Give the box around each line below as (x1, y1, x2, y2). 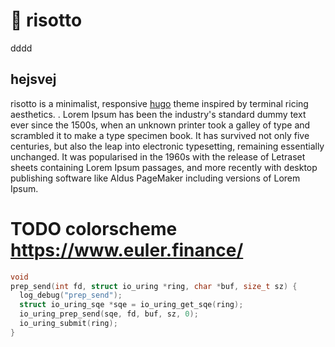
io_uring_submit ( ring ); (19, 319, 118, 329)
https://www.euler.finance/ (10, 239, 244, 261)
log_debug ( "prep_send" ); (19, 290, 123, 301)
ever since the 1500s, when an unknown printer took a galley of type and (10, 119, 311, 131)
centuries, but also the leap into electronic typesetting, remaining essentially (10, 140, 325, 152)
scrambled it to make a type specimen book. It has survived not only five (10, 129, 310, 141)
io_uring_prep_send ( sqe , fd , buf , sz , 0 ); (19, 309, 199, 319)
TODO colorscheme (10, 217, 178, 240)
